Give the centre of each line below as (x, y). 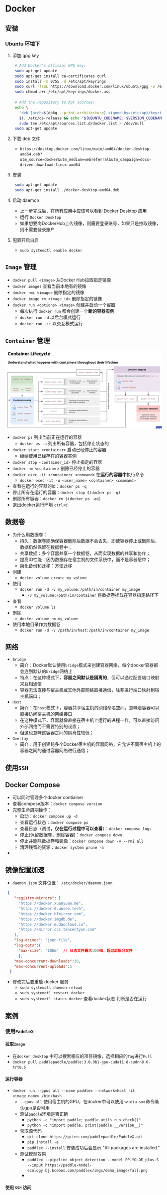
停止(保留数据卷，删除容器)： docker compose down (71, 835)
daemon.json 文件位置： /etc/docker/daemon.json (62, 883)
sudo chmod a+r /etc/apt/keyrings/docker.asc (63, 92)
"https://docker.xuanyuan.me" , (51, 904)
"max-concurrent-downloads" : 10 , (47, 961)
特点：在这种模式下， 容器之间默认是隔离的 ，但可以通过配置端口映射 (89, 677)
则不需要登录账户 (37, 229)
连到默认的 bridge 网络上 (48, 671)
